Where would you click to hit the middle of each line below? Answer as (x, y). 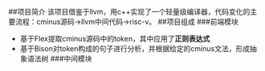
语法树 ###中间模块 (59, 59)
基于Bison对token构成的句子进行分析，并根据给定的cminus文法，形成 (135, 49)
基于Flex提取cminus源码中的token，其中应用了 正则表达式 (115, 39)
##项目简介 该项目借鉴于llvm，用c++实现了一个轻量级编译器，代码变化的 (129, 12)
